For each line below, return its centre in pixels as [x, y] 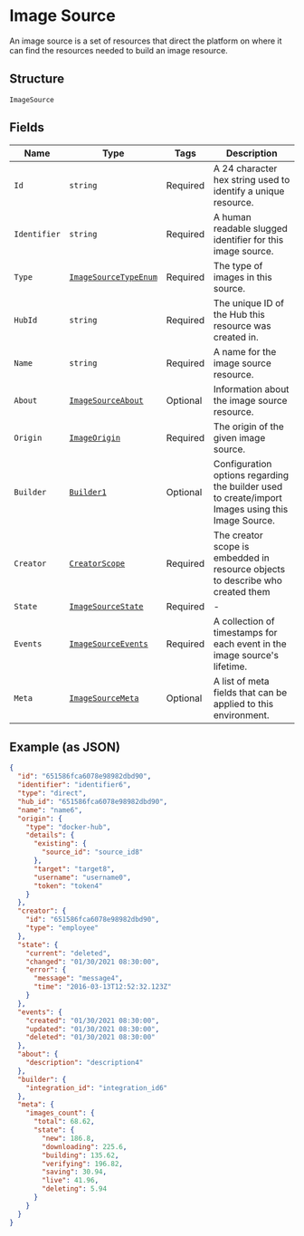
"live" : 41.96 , [71, 1181]
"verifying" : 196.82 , [83, 1164]
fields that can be [250, 692]
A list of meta [241, 681]
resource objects [249, 569]
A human [232, 216]
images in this [243, 277]
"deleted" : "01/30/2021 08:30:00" [90, 1038]
